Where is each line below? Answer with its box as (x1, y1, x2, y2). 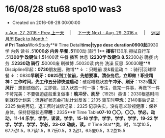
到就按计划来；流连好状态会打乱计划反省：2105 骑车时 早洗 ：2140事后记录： (5, 97, 160, 103)
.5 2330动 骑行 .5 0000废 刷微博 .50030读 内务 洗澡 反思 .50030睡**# (10, 60, 151, 66)
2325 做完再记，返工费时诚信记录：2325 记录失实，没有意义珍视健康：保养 (5, 103, 158, 109)
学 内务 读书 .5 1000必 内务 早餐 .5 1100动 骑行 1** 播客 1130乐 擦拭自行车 (5, 48, 151, 54)
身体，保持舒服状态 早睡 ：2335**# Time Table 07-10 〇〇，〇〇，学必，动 (5, 109, 156, 115)
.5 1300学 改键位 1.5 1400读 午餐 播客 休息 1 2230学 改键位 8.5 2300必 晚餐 (5, 54, 153, 60)
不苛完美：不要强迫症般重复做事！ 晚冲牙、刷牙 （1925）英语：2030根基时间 (5, 91, 159, 96)
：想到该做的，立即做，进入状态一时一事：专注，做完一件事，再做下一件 (14, 85, 160, 91)
